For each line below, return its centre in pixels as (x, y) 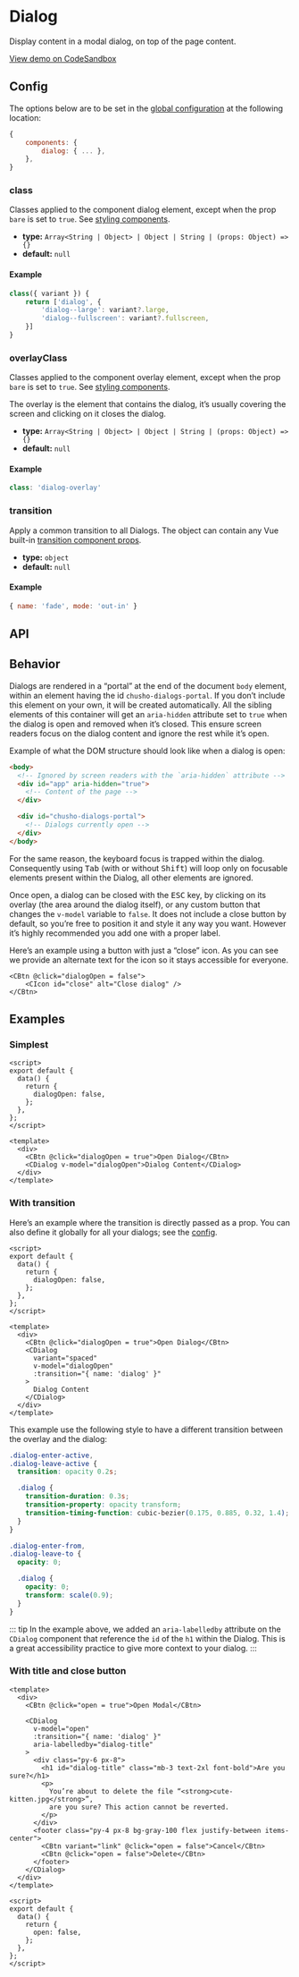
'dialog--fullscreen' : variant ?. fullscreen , (125, 318)
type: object (46, 557)
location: (25, 117)
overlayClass (38, 358)
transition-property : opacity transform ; (103, 1505)
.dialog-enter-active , (51, 1455)
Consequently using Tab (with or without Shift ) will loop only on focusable (149, 868)
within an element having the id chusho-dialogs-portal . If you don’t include (147, 695)
